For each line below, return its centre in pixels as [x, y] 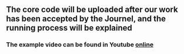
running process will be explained [69, 28]
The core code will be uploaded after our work [92, 10]
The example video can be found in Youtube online [80, 45]
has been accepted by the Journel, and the [86, 19]
